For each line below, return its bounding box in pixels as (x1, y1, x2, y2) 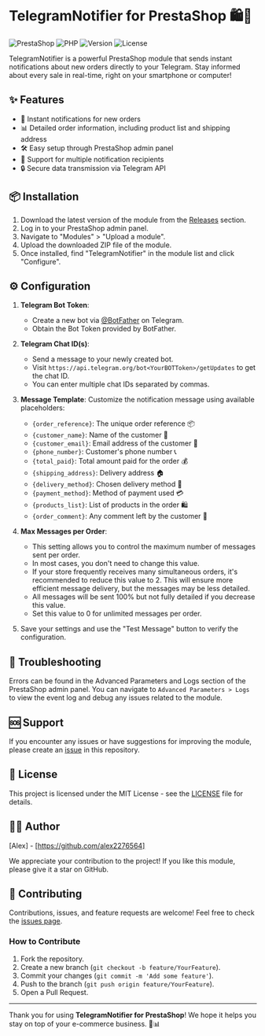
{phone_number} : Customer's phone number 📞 (31, 447, 178, 457)
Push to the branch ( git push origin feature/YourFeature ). (20, 979, 215, 989)
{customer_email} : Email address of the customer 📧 (31, 438, 199, 448)
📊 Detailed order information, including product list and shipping (20, 123, 230, 132)
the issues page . (9, 916, 63, 926)
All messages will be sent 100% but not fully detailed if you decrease (31, 592, 256, 601)
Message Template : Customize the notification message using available (20, 395, 255, 405)
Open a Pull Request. (20, 987, 89, 997)
